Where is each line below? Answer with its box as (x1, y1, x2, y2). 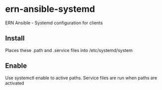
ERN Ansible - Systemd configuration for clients (5, 20, 103, 26)
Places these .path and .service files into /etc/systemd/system (5, 47, 133, 53)
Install (5, 34, 25, 43)
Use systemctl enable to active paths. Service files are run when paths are (5, 75, 158, 81)
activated (5, 80, 24, 86)
